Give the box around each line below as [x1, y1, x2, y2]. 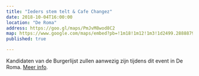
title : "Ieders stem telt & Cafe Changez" [6, 8, 113, 15]
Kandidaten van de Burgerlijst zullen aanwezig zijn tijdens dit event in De [6, 57, 184, 64]
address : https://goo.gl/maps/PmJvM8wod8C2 [6, 25, 115, 31]
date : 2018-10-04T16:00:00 [6, 14, 73, 20]
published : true [6, 36, 46, 42]
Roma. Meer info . [6, 64, 49, 71]
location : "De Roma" [6, 19, 57, 25]
